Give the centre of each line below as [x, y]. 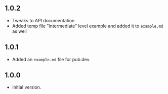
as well [19, 31]
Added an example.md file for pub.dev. [51, 59]
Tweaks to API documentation [43, 20]
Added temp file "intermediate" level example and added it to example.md [88, 26]
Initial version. [27, 87]
